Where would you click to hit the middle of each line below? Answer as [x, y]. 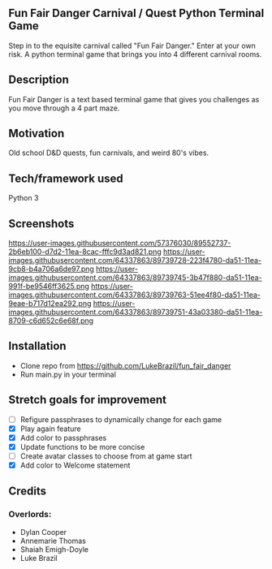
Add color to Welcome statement [75, 465]
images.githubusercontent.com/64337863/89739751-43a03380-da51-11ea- [136, 313]
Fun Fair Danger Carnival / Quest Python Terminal [136, 13]
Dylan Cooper [43, 532]
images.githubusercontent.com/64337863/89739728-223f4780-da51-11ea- [135, 261]
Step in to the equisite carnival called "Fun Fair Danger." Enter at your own [132, 45]
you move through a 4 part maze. [64, 108]
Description [39, 80]
